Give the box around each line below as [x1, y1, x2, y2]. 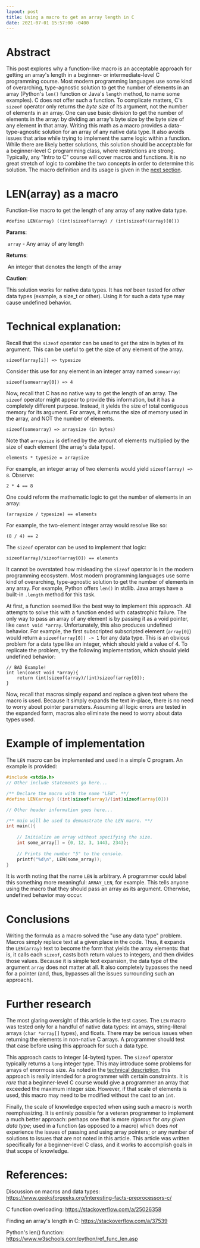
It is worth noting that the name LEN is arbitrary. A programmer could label [6, 872, 187, 880]
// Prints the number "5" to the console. [17, 850, 124, 857]
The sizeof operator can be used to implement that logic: [6, 544, 147, 551]
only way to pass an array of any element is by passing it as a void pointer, [6, 615, 189, 623]
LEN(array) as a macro [6, 187, 119, 201]
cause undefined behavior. [6, 299, 72, 306]
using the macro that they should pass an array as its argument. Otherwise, [6, 885, 190, 893]
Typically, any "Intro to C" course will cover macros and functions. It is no [6, 154, 186, 161]
